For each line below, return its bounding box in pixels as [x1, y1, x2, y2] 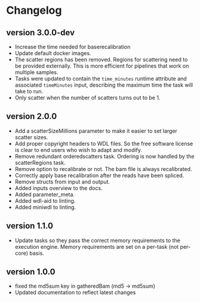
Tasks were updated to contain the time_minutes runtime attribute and [14, 75, 187, 82]
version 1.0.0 [6, 267, 56, 277]
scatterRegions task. [14, 159, 66, 166]
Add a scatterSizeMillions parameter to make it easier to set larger [14, 127, 178, 135]
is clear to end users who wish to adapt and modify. [14, 146, 142, 153]
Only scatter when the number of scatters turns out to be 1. [14, 94, 161, 101]
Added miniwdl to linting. [14, 203, 76, 211]
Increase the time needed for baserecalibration [14, 43, 131, 50]
